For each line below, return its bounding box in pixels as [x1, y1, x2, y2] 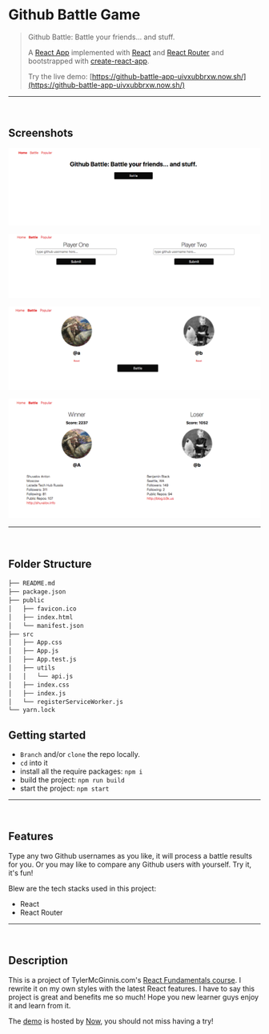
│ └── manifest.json [8, 622, 84, 630]
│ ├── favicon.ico [8, 605, 78, 613]
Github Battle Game [8, 6, 141, 24]
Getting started [8, 728, 86, 742]
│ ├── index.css [8, 681, 70, 689]
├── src [8, 630, 34, 638]
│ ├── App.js [8, 647, 59, 655]
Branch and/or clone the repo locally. [19, 750, 140, 759]
